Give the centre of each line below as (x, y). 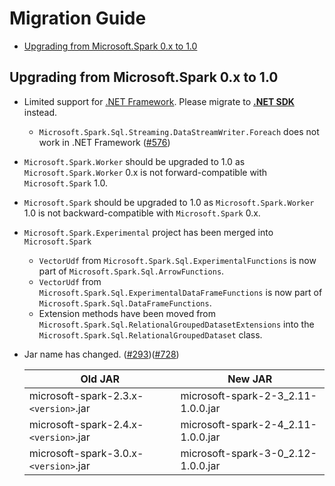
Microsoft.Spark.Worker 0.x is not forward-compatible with (145, 172)
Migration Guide (78, 18)
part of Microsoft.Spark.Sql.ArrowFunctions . (131, 271)
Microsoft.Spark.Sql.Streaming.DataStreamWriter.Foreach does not (179, 131)
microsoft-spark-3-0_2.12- (248, 453)
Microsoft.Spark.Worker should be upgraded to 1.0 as (134, 161)
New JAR (250, 379)
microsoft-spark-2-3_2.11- (248, 395)
